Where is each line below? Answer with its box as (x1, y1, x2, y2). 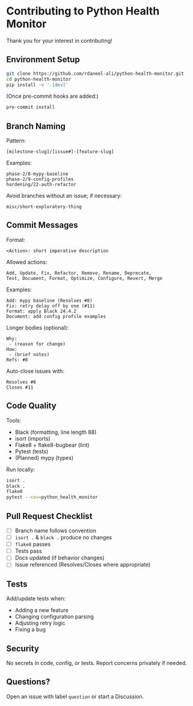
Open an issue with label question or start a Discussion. (6, 693, 144, 700)
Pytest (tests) (14, 448, 49, 455)
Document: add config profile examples (6, 313, 106, 319)
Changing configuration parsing (14, 613, 94, 620)
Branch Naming (6, 121, 66, 131)
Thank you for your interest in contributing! (6, 37, 112, 44)
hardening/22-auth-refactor (6, 182, 77, 188)
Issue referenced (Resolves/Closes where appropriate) (14, 561, 151, 568)
